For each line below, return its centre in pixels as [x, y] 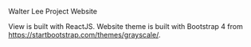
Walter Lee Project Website [53, 11]
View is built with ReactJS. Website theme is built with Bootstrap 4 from [125, 26]
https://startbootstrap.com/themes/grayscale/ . [84, 35]
